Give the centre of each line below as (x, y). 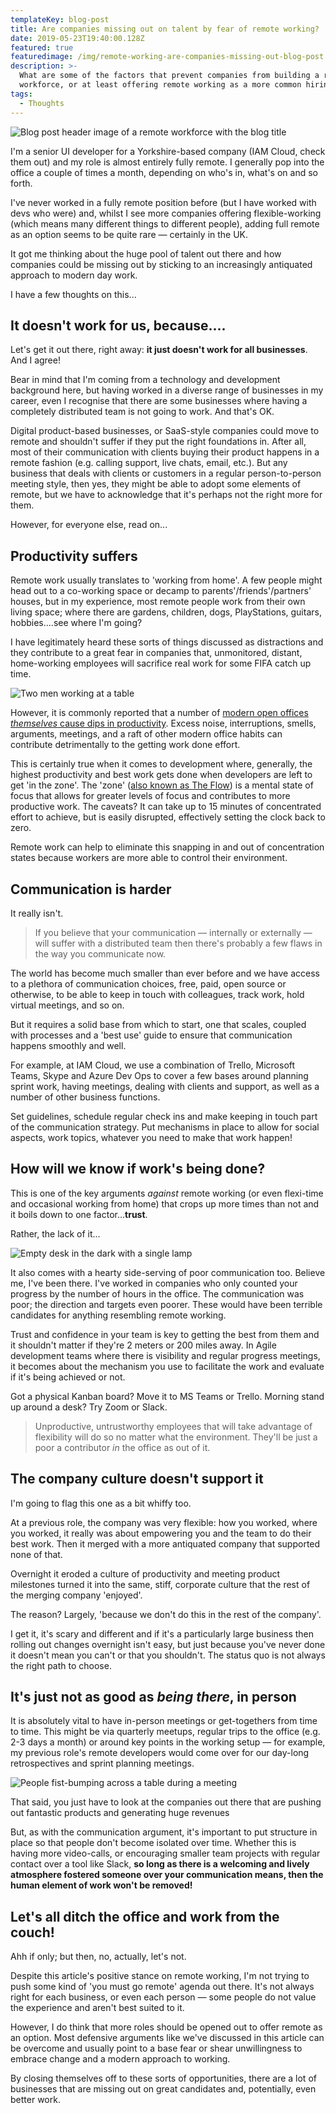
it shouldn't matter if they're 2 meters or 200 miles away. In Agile (143, 1345)
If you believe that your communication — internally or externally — (173, 932)
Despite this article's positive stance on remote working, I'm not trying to (160, 1976)
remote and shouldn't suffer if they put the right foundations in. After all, (158, 442)
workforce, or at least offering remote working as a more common (160, 85)
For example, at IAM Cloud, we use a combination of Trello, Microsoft (153, 1065)
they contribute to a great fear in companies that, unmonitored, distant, (156, 653)
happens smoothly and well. (68, 1045)
